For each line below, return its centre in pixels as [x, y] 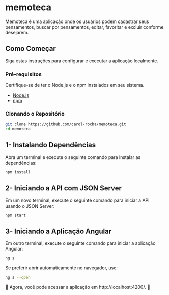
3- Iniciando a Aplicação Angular [59, 231]
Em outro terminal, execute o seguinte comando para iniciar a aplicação [80, 243]
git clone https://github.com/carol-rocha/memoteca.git [66, 124]
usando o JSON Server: [30, 206]
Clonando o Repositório [35, 114]
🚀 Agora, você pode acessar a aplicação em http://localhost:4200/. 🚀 [78, 287]
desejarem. [17, 32]
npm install [18, 172]
